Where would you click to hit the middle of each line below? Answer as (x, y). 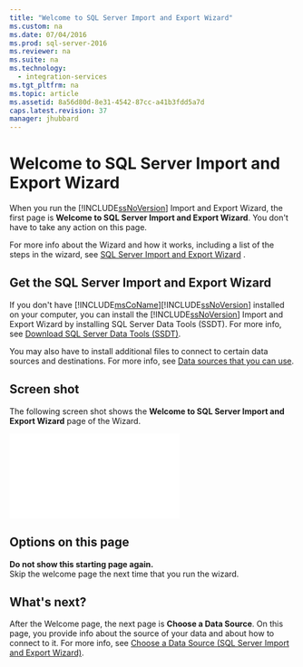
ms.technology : (38, 69)
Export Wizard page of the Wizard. (75, 420)
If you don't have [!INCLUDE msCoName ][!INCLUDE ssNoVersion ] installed (147, 304)
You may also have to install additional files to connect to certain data (139, 351)
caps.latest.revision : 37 (58, 111)
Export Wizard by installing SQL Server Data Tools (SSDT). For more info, (146, 324)
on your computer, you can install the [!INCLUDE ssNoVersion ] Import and (147, 314)
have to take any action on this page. (78, 227)
